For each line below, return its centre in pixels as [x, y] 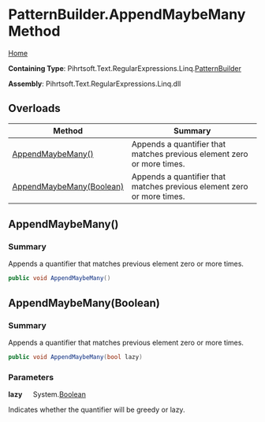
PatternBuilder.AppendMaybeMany [127, 15]
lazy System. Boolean [47, 394]
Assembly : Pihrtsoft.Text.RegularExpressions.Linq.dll [95, 84]
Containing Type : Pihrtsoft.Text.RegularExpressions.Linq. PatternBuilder [125, 68]
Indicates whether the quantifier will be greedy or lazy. [97, 410]
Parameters [31, 377]
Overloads [34, 108]
